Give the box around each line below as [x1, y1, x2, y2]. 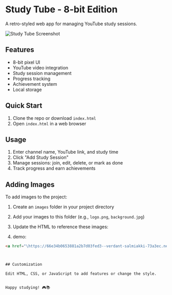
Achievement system [12, 81, 57, 87]
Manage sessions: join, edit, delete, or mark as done [12, 160, 123, 166]
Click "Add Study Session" [12, 154, 69, 160]
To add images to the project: [5, 194, 68, 200]
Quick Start [5, 101, 42, 110]
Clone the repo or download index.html [12, 115, 96, 121]
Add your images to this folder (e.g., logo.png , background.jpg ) [12, 214, 145, 220]
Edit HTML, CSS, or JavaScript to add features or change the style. [5, 271, 157, 276]
